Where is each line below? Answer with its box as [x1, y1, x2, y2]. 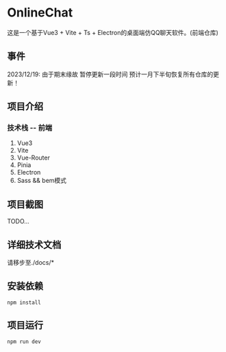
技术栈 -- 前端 [7, 123, 53, 133]
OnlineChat [7, 5, 73, 21]
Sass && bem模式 [16, 177, 67, 185]
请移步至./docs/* [7, 258, 55, 267]
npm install [7, 299, 41, 306]
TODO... [7, 217, 29, 225]
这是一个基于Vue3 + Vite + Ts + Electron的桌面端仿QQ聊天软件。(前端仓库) [7, 28, 219, 36]
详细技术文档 [7, 239, 62, 250]
